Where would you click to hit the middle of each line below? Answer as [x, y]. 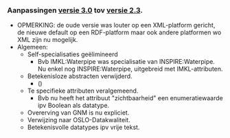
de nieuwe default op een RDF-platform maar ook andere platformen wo [119, 32]
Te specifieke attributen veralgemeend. [83, 91]
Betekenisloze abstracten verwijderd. [80, 76]
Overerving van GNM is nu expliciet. [78, 113]
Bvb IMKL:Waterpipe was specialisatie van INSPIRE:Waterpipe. [126, 62]
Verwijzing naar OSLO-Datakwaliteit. [79, 120]
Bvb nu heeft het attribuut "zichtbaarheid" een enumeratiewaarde [130, 98]
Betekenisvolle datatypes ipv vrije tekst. [83, 127]
